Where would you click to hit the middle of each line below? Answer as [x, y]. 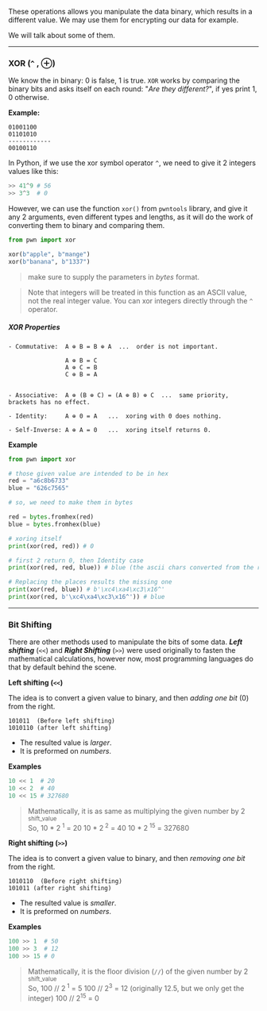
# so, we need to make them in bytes [71, 503]
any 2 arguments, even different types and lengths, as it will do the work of [131, 217]
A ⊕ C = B [81, 367]
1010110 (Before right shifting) [66, 882]
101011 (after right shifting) [60, 889]
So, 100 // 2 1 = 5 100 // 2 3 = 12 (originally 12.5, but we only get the [136, 988]
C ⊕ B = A [81, 374]
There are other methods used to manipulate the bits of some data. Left [126, 642]
